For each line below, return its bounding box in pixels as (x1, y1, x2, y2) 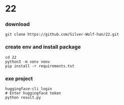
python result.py (5, 95, 41, 100)
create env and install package (5, 43, 81, 50)
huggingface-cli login (5, 87, 52, 92)
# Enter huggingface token (5, 91, 61, 96)
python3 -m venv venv (5, 59, 50, 64)
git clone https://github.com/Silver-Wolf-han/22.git (5, 32, 120, 37)
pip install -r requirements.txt (5, 63, 75, 69)
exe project (5, 75, 33, 82)
